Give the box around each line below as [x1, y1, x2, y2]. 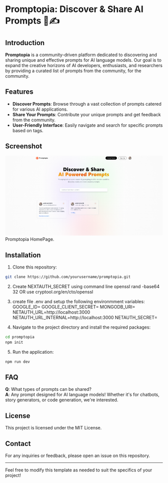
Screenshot [5, 142, 42, 151]
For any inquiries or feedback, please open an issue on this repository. [5, 452, 150, 459]
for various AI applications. [12, 106, 68, 112]
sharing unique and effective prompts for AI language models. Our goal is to [5, 57, 161, 63]
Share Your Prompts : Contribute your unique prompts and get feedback [12, 111, 161, 117]
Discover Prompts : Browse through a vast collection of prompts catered [12, 101, 161, 107]
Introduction [5, 39, 45, 47]
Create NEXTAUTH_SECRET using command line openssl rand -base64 [12, 284, 160, 289]
